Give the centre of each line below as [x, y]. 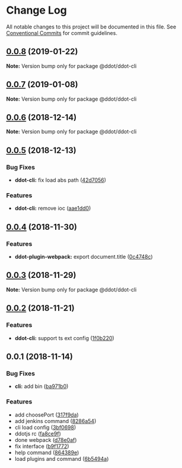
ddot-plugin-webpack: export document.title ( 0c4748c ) [84, 257]
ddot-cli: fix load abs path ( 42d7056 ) [60, 180]
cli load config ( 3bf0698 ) [45, 427]
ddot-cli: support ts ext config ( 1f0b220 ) [64, 338]
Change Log [36, 10]
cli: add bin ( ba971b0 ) [41, 386]
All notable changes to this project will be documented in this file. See [91, 27]
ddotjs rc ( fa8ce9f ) [38, 434]
